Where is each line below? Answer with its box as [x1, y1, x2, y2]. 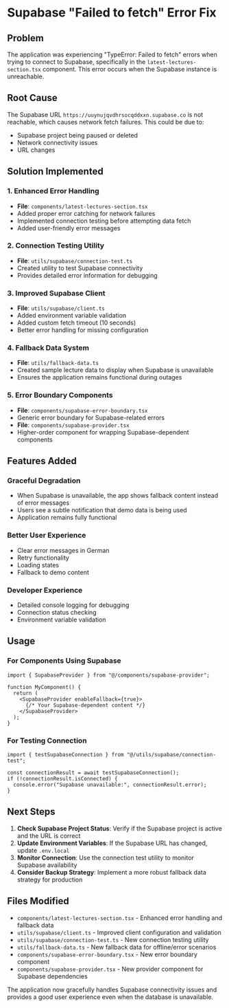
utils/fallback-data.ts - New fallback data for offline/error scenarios [16, 943, 217, 951]
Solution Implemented [7, 166, 104, 177]
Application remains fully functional [16, 514, 117, 522]
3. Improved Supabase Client [7, 288, 106, 298]
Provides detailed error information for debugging [16, 271, 158, 279]
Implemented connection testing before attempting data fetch [16, 217, 191, 225]
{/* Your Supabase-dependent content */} [25, 701, 146, 709]
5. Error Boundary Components [7, 391, 113, 400]
